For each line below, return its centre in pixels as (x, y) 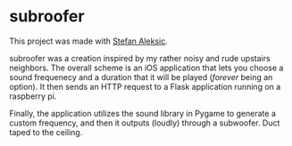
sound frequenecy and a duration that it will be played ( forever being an (141, 77)
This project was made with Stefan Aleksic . (88, 41)
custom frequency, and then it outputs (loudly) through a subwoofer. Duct (145, 123)
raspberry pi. (33, 96)
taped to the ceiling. (46, 132)
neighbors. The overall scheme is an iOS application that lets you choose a (146, 68)
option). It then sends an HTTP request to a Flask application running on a (145, 86)
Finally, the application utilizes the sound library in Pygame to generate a (143, 113)
